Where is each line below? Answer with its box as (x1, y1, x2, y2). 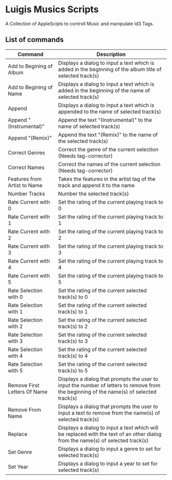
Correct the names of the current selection (58, 161, 161, 168)
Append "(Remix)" (8, 134, 52, 142)
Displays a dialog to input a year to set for (58, 460, 158, 467)
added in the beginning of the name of (58, 87, 150, 94)
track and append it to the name (58, 182, 135, 189)
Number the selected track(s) (58, 190, 130, 197)
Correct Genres (8, 149, 45, 156)
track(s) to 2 (58, 323, 88, 330)
